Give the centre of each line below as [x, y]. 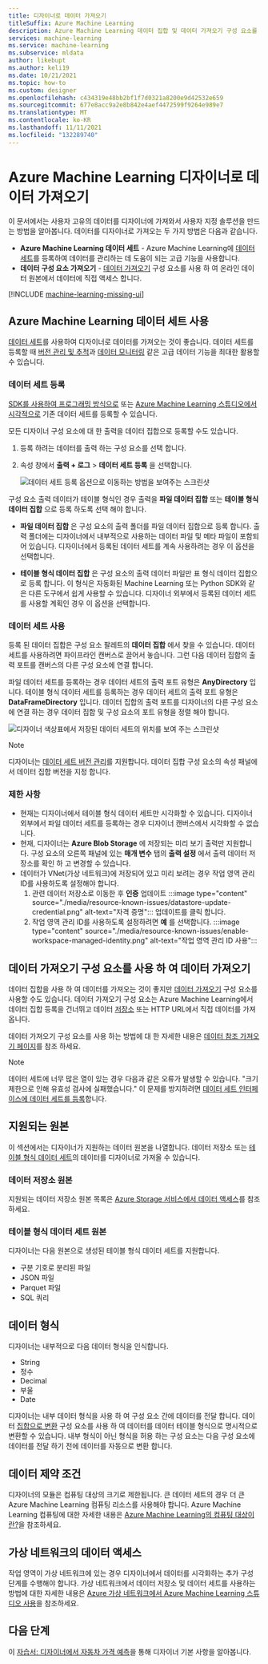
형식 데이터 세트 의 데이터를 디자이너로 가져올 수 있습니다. [112, 1157]
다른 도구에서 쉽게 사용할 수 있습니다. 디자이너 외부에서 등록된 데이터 [135, 593]
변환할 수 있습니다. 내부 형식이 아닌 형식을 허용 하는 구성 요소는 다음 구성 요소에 [132, 1436]
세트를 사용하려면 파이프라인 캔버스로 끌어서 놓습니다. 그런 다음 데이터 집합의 [128, 655]
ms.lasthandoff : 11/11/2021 [55, 127]
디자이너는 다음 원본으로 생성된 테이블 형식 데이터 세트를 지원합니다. [114, 1250]
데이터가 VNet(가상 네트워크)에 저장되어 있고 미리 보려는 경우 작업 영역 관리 [137, 874]
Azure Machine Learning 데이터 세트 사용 [109, 321]
